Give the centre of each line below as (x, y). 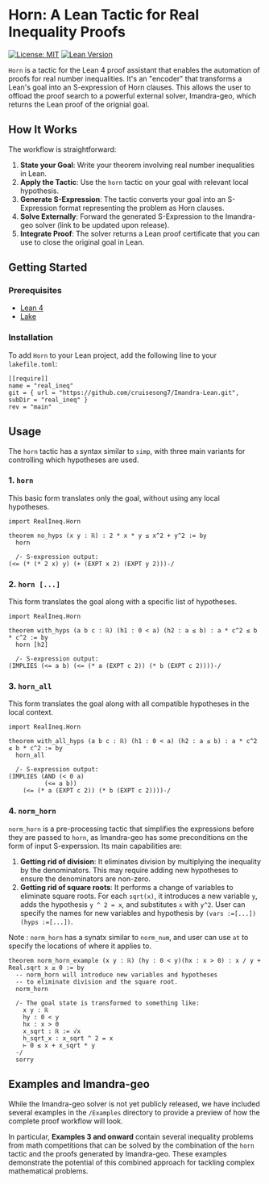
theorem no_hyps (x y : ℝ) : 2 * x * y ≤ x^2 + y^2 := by (108, 535)
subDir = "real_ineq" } (48, 400)
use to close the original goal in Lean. (82, 242)
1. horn (21, 481)
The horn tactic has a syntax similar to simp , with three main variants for (127, 451)
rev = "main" (30, 407)
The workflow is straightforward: (62, 149)
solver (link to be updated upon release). (102, 225)
